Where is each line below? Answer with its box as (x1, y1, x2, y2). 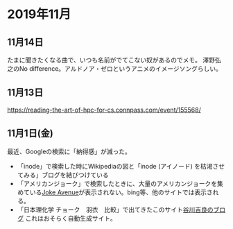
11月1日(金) (7, 128, 53, 139)
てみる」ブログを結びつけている (17, 171, 109, 179)
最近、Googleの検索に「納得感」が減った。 (7, 147, 132, 155)
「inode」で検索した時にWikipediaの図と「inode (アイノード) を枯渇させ (17, 162, 225, 170)
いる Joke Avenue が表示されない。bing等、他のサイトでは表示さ (29, 188, 213, 196)
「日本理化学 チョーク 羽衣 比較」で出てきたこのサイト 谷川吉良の (17, 205, 214, 214)
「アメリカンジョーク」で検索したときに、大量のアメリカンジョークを (17, 179, 217, 187)
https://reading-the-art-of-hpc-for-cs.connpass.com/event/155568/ (7, 105, 201, 114)
